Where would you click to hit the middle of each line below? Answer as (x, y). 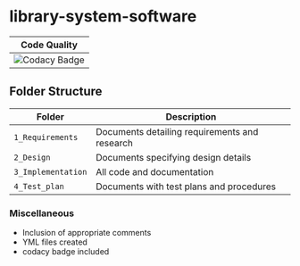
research (114, 143)
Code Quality (50, 45)
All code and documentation (154, 171)
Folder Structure (56, 91)
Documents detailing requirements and (177, 131)
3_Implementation (50, 172)
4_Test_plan (39, 186)
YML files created (54, 242)
